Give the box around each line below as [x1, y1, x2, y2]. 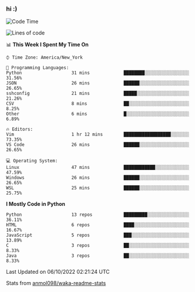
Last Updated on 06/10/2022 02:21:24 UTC [6, 269, 110, 276]
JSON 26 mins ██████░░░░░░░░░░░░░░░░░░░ [6, 80, 190, 86]
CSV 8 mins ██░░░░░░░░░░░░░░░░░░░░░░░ [6, 101, 190, 107]
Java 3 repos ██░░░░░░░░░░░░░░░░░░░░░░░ [6, 253, 190, 259]
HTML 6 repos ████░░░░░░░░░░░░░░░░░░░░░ [6, 222, 190, 228]
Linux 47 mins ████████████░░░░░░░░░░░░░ [6, 165, 190, 171]
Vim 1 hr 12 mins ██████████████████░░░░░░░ [6, 131, 190, 138]
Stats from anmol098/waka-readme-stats [6, 280, 106, 287]
